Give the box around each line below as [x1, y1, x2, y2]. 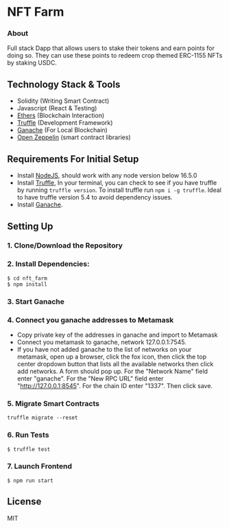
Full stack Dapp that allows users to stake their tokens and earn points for [7, 44, 215, 52]
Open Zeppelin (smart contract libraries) [16, 133, 132, 141]
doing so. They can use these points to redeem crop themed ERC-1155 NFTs [7, 51, 223, 60]
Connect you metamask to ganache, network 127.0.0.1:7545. [16, 337, 186, 346]
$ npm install [7, 280, 48, 288]
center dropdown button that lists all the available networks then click [16, 359, 214, 368]
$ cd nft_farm [7, 275, 48, 282]
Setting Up [7, 220, 53, 232]
